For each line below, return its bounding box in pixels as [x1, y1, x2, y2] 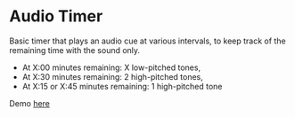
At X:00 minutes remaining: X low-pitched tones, [21, 62, 201, 73]
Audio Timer [9, 6, 103, 27]
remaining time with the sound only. [9, 44, 141, 55]
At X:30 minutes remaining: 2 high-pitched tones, [21, 71, 203, 82]
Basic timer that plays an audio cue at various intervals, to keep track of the [9, 35, 287, 46]
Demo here [9, 97, 51, 108]
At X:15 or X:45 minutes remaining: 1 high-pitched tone [21, 81, 223, 91]
